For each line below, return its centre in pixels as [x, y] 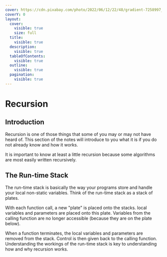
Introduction [25, 122]
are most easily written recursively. [41, 159]
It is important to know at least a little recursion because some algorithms [80, 154]
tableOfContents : [28, 56]
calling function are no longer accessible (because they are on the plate [79, 218]
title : [16, 38]
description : [23, 47]
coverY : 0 [15, 14]
